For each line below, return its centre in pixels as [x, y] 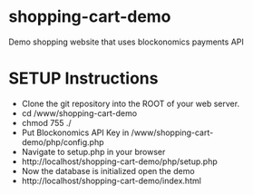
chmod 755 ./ [46, 122]
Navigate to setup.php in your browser [93, 151]
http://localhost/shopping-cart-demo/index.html [111, 180]
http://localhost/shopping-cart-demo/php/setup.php [120, 161]
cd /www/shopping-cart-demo [79, 113]
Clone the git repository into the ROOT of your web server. [131, 103]
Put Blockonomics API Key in [75, 132]
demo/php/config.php [63, 141]
